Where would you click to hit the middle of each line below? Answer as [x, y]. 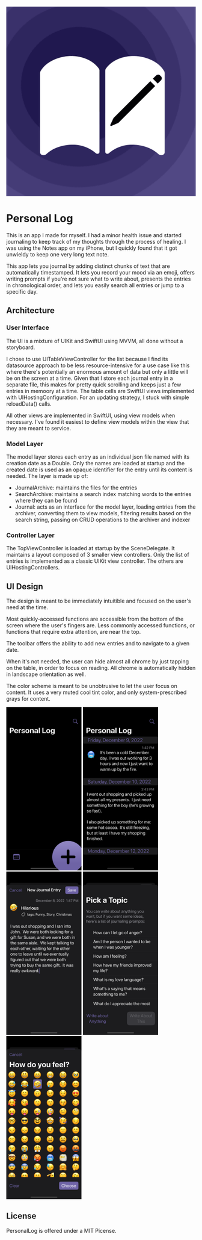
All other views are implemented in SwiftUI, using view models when [91, 415]
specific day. [22, 291]
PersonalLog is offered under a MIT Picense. [61, 1230]
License [21, 1216]
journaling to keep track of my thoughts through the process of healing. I [96, 241]
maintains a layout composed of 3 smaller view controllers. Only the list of [98, 555]
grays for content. [29, 699]
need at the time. [27, 607]
